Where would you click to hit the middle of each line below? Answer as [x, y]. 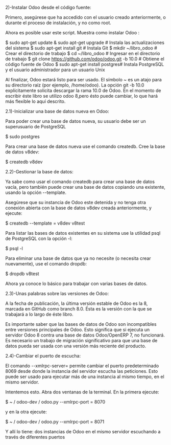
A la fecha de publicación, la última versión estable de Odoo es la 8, [77, 303]
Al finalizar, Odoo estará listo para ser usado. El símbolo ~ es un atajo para [83, 80]
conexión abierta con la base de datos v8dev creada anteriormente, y [79, 208]
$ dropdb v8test [22, 274]
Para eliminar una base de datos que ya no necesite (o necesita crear [78, 258]
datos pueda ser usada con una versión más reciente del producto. [76, 346]
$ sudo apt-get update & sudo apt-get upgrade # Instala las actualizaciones [85, 42]
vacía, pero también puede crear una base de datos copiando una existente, [86, 187]
